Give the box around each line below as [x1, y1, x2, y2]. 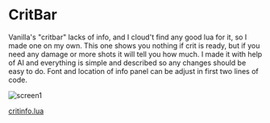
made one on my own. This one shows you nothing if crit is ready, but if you [8, 40, 260, 50]
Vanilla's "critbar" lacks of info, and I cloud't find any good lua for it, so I [8, 32, 247, 42]
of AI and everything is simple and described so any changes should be [8, 58, 247, 68]
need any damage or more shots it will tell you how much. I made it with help [8, 49, 263, 59]
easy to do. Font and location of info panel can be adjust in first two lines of [8, 66, 260, 76]
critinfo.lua [8, 106, 44, 116]
